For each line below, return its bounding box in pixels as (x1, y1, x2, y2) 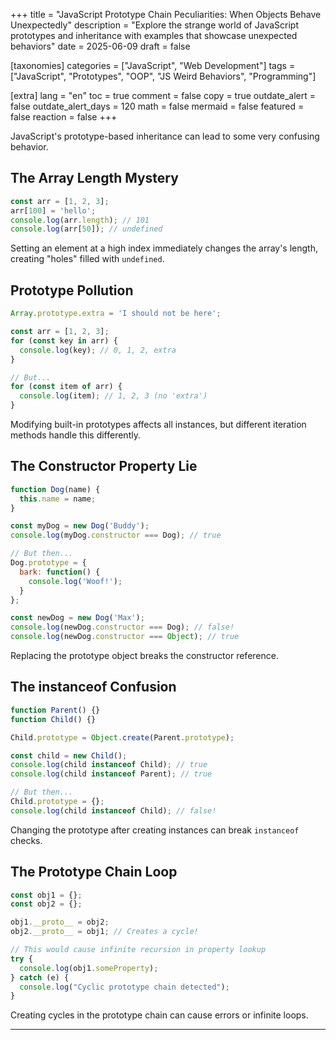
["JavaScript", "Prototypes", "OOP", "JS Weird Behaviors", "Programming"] (10, 70, 317, 82)
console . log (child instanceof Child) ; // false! (10, 805, 217, 816)
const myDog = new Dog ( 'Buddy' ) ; (10, 521, 150, 531)
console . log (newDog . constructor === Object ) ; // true (10, 632, 240, 642)
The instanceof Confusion (10, 679, 177, 696)
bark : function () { (19, 567, 101, 577)
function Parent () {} (10, 705, 101, 715)
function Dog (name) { (10, 484, 101, 494)
